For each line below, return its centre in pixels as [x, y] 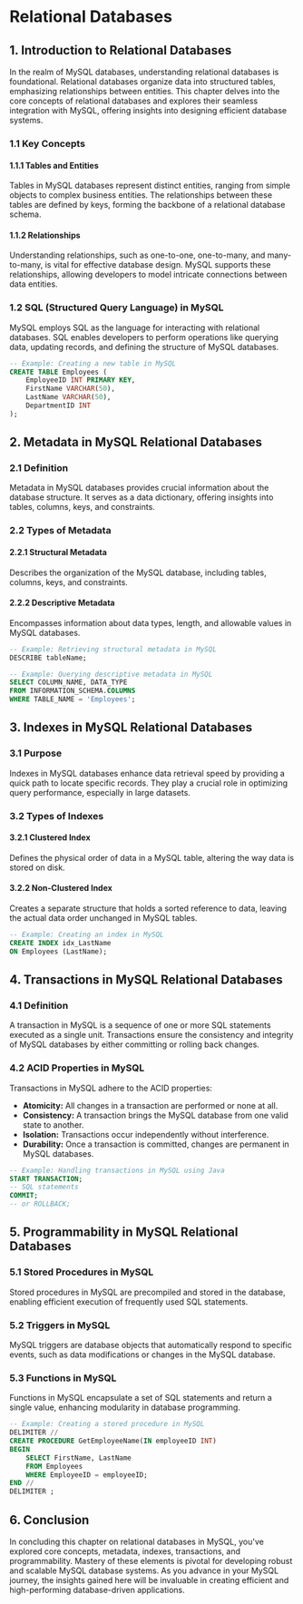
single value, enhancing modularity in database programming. [125, 1407]
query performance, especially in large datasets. [100, 792]
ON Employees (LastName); [58, 951]
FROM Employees [54, 1466]
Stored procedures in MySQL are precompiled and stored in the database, [147, 1292]
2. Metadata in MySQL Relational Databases [136, 442]
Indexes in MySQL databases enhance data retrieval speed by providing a [147, 773]
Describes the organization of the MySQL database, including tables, [138, 572]
